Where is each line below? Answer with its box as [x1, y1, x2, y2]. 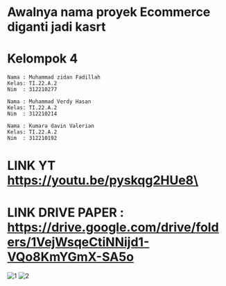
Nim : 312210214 [7, 111, 58, 118]
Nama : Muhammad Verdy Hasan [7, 98, 92, 105]
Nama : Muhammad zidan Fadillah [7, 74, 101, 81]
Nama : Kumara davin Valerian [7, 122, 95, 129]
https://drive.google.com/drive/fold [7, 219, 220, 235]
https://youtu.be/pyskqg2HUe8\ [7, 173, 199, 189]
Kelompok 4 [7, 51, 78, 67]
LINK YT [7, 158, 56, 174]
